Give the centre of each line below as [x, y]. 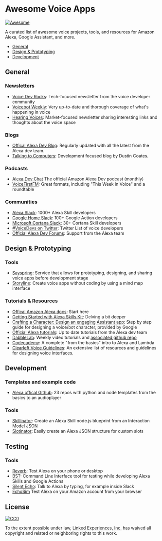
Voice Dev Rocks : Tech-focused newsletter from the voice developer [81, 96]
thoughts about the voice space [44, 122]
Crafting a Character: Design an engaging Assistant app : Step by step [82, 322]
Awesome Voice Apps [50, 9]
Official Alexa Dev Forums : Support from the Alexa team [68, 233]
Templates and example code [41, 382]
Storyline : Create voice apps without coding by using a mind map [77, 283]
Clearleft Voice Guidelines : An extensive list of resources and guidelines [84, 348]
